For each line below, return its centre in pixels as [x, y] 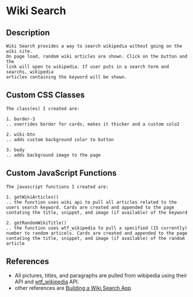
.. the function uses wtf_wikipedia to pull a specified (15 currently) [97, 228]
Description [28, 33]
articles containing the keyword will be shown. [67, 77]
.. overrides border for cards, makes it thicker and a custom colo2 [93, 124]
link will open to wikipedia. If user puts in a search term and [87, 67]
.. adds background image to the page [53, 155]
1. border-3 [21, 119]
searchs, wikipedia [30, 72]
